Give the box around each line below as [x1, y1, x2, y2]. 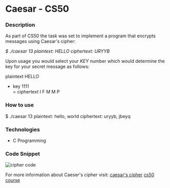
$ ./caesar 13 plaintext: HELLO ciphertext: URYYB [5, 48, 110, 54]
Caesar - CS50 [5, 3, 69, 15]
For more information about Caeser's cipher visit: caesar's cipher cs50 [5, 172, 155, 178]
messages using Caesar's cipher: [5, 38, 76, 44]
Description [5, 21, 35, 29]
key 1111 [12, 83, 29, 89]
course [5, 177, 20, 183]
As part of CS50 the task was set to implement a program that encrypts [5, 33, 156, 39]
